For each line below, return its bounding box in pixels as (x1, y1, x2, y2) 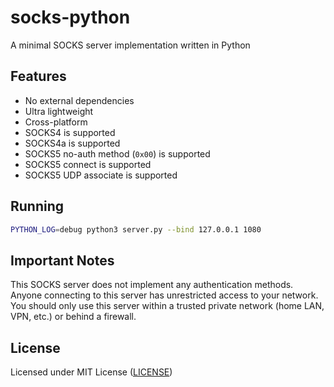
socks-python (10, 6, 131, 29)
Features (10, 68, 67, 85)
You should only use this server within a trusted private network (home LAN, (10, 300, 325, 312)
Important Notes (10, 252, 115, 269)
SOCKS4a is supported (24, 137, 121, 149)
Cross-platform (24, 116, 88, 128)
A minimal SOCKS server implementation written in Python (10, 39, 251, 51)
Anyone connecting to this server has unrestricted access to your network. (10, 289, 319, 301)
